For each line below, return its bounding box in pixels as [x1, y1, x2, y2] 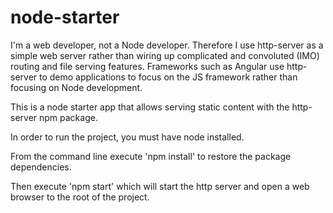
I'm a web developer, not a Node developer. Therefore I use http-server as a [10, 39, 324, 51]
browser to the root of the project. [10, 191, 150, 203]
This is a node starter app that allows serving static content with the [10, 101, 290, 113]
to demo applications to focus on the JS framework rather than [39, 71, 298, 83]
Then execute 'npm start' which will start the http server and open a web [10, 180, 310, 192]
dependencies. [10, 161, 72, 173]
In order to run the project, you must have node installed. [10, 131, 245, 143]
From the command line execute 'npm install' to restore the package [10, 150, 292, 162]
